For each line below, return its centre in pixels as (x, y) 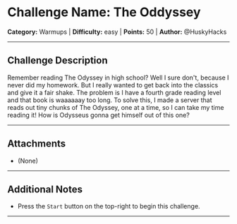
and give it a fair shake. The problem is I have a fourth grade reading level (114, 92)
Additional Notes (45, 189)
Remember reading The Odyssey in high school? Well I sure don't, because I (118, 77)
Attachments (37, 144)
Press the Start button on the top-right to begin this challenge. (109, 206)
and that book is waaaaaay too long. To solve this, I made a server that (110, 100)
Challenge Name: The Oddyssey (104, 12)
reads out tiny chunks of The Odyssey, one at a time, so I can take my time (116, 107)
